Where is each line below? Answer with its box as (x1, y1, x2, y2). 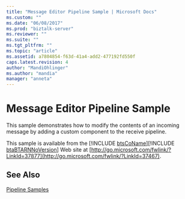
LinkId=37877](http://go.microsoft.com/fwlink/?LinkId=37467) (6, 153, 160, 160)
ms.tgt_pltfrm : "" (6, 43, 52, 49)
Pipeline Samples (6, 186, 49, 193)
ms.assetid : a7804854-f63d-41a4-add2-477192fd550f (6, 54, 136, 60)
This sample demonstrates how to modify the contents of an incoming (6, 121, 180, 129)
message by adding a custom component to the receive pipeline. (6, 128, 167, 135)
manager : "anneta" (6, 76, 52, 82)
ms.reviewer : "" (6, 31, 47, 37)
